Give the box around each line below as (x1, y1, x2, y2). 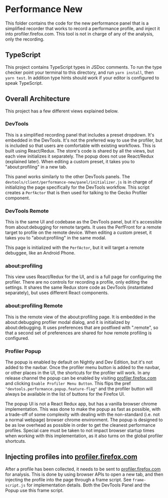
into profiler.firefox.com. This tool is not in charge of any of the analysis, (5, 31, 154, 37)
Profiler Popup (5, 347, 41, 354)
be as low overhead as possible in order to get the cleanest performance (5, 422, 155, 428)
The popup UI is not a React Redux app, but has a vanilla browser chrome (5, 401, 157, 407)
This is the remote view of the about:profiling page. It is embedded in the (5, 314, 156, 320)
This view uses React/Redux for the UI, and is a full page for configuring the (5, 274, 162, 280)
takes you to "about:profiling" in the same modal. (5, 235, 106, 241)
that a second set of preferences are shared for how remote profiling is (5, 330, 152, 336)
